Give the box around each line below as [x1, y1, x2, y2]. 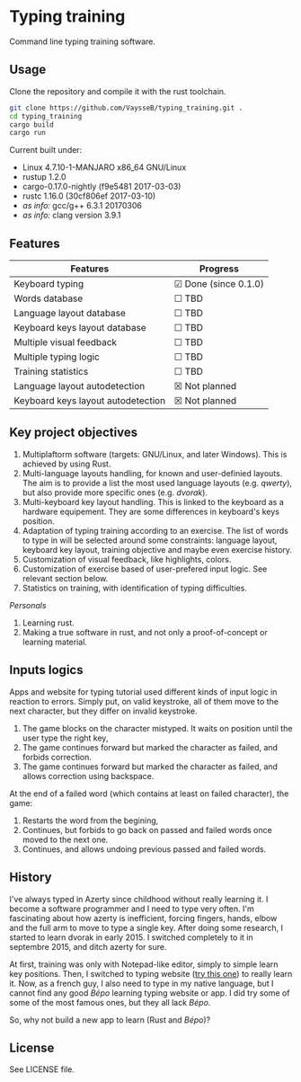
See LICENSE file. [9, 1064, 75, 1075]
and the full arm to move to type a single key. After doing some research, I [9, 922, 284, 933]
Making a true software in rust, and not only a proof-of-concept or [22, 626, 268, 637]
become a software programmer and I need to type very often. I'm [9, 903, 254, 914]
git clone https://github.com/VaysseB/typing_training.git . [9, 103, 243, 112]
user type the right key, [22, 732, 109, 743]
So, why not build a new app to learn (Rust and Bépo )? [9, 1014, 211, 1025]
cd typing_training [9, 111, 83, 120]
